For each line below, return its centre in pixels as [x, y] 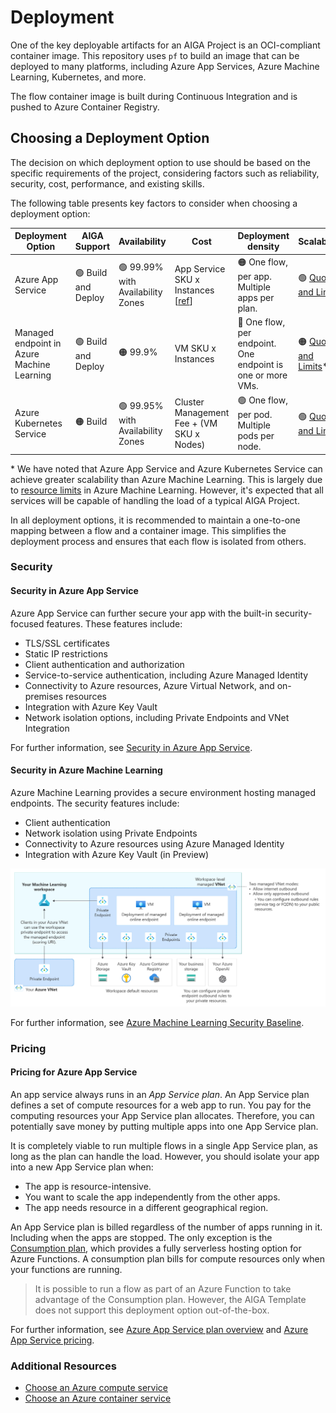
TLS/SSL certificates [67, 643]
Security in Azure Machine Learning [86, 770]
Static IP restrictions [66, 653]
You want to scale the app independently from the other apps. [152, 1197]
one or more [262, 375]
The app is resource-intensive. [88, 1186]
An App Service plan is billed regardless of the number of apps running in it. [166, 1227]
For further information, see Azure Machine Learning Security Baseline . [157, 1022]
